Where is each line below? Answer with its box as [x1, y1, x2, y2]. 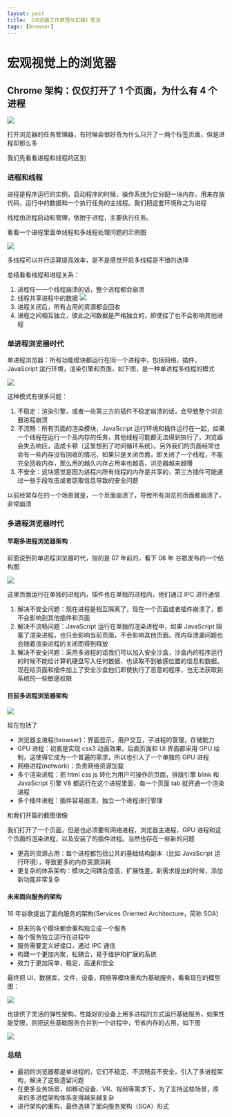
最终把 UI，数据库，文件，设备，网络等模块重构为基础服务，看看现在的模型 [7, 973, 221, 981]
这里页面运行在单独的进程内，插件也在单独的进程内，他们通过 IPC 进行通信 [7, 590, 220, 599]
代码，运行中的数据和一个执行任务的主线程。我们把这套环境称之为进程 [7, 198, 207, 206]
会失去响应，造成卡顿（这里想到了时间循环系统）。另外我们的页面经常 [17, 441, 214, 450]
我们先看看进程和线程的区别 [7, 154, 86, 162]
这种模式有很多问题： [7, 392, 68, 401]
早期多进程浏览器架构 [7, 537, 68, 545]
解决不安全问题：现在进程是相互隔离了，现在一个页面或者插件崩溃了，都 [17, 605, 223, 613]
